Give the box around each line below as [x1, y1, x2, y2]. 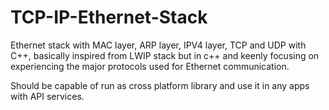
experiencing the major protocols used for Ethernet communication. [10, 60, 290, 72]
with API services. [10, 90, 85, 102]
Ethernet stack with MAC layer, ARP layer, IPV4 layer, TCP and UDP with [10, 39, 307, 51]
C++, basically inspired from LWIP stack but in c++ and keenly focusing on [10, 49, 320, 61]
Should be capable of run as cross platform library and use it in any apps [10, 79, 310, 91]
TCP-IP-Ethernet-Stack [10, 6, 208, 29]
